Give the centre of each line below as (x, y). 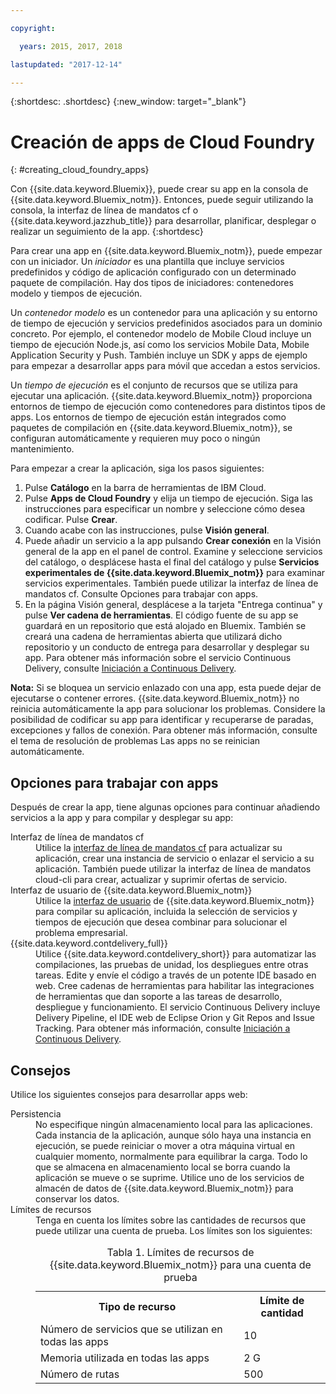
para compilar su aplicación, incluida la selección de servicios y (166, 912)
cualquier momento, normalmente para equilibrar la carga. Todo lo (171, 1156)
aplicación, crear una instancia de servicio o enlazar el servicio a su (175, 858)
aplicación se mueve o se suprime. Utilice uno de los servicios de (170, 1177)
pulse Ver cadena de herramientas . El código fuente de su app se (161, 615)
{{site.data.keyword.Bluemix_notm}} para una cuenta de (180, 1264)
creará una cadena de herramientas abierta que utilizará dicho (153, 637)
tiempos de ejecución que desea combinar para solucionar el (161, 922)
